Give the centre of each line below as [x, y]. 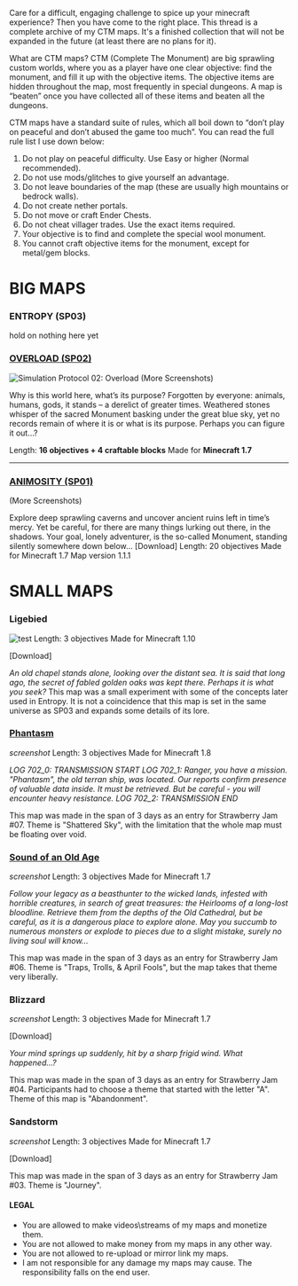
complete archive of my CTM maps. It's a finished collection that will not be [147, 31]
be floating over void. [48, 834]
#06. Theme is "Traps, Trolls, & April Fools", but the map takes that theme [143, 968]
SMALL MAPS [61, 591]
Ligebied [28, 619]
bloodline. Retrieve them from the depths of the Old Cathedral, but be [136, 913]
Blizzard [27, 1000]
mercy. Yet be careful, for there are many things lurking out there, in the [140, 528]
